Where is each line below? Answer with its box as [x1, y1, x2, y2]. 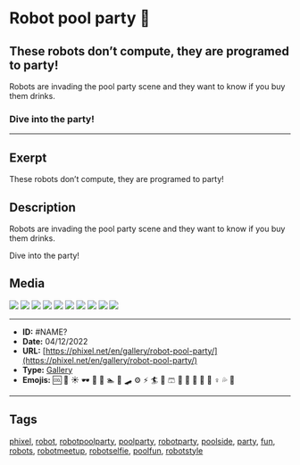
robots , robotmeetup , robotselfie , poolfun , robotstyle [9, 445, 204, 456]
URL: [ [21, 345, 46, 356]
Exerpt [9, 150, 47, 165]
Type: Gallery [21, 364, 73, 375]
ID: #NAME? [21, 326, 68, 337]
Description [9, 200, 76, 215]
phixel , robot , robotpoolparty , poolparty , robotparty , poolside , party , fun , [9, 436, 276, 446]
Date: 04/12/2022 [21, 336, 88, 346]
